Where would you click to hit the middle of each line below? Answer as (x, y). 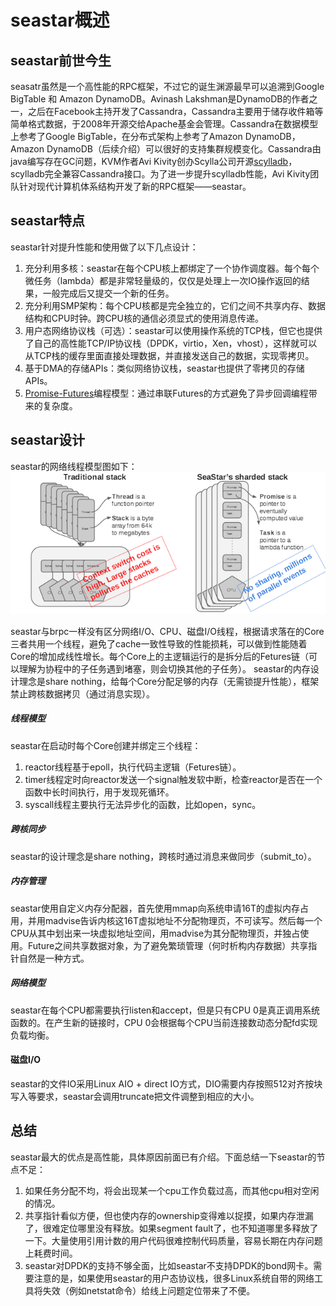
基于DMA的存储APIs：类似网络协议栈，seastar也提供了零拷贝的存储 (164, 368)
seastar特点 (47, 221)
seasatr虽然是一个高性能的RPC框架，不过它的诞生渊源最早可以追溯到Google (167, 86)
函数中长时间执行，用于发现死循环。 (99, 792)
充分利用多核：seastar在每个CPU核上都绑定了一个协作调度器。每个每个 (172, 268)
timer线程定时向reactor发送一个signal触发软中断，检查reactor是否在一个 (173, 779)
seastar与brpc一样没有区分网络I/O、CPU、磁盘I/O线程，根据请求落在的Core (167, 631)
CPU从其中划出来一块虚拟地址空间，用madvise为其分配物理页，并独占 (155, 933)
